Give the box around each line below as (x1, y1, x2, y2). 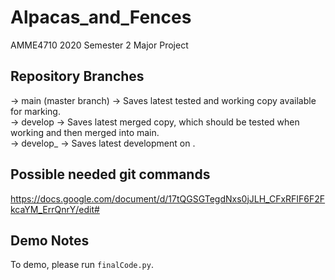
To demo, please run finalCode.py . (10, 259, 154, 271)
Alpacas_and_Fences (10, 6, 192, 29)
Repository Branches (10, 68, 145, 85)
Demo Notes (10, 232, 90, 249)
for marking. (10, 105, 61, 117)
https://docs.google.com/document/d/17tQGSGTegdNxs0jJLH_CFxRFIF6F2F (10, 192, 326, 205)
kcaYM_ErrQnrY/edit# (10, 203, 100, 215)
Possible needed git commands (10, 166, 211, 183)
